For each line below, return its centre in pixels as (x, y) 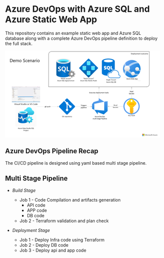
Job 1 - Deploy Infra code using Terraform (62, 240)
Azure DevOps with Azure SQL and (78, 9)
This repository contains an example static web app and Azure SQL (73, 33)
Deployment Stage (31, 230)
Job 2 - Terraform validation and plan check (64, 221)
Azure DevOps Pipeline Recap (52, 151)
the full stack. (19, 43)
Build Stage (24, 190)
